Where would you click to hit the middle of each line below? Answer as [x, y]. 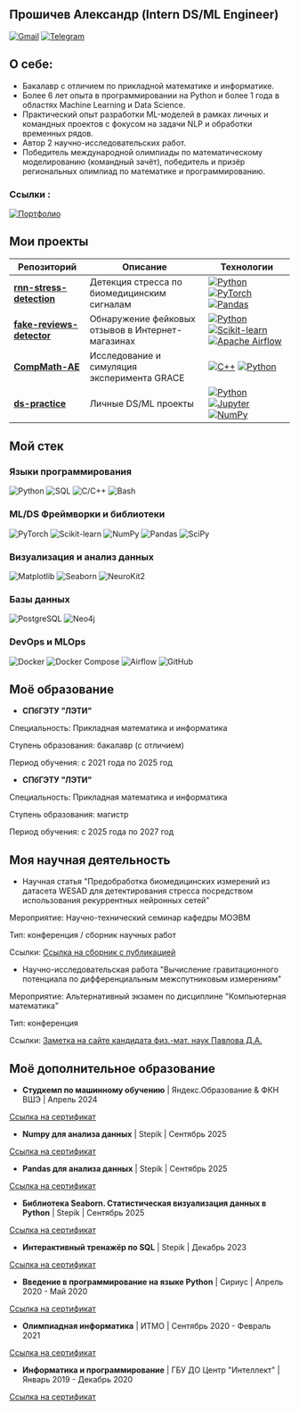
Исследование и [125, 355]
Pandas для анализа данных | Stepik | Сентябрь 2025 [125, 1169]
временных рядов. [57, 133]
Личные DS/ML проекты [141, 403]
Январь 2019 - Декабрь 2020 [77, 1380]
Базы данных [40, 599]
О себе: [31, 65]
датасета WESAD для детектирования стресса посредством [137, 891]
